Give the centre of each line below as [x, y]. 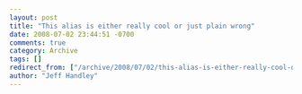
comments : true [38, 43]
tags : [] [26, 59]
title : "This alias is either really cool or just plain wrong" [132, 26]
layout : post [34, 17]
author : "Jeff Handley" [54, 76]
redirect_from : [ [42, 68]
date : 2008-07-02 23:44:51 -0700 [72, 34]
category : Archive [44, 51]
